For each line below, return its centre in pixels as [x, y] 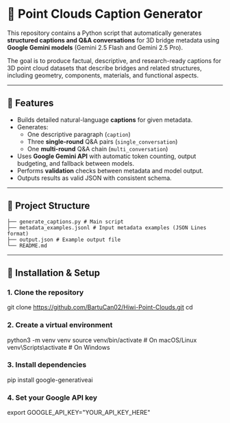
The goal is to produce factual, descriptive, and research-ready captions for [114, 60]
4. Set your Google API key [52, 398]
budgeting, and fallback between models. [76, 163]
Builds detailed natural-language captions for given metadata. [105, 120]
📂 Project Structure [49, 206]
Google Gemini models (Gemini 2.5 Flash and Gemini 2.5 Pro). [95, 47]
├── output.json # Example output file [64, 240]
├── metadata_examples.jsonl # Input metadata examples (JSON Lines [107, 228]
